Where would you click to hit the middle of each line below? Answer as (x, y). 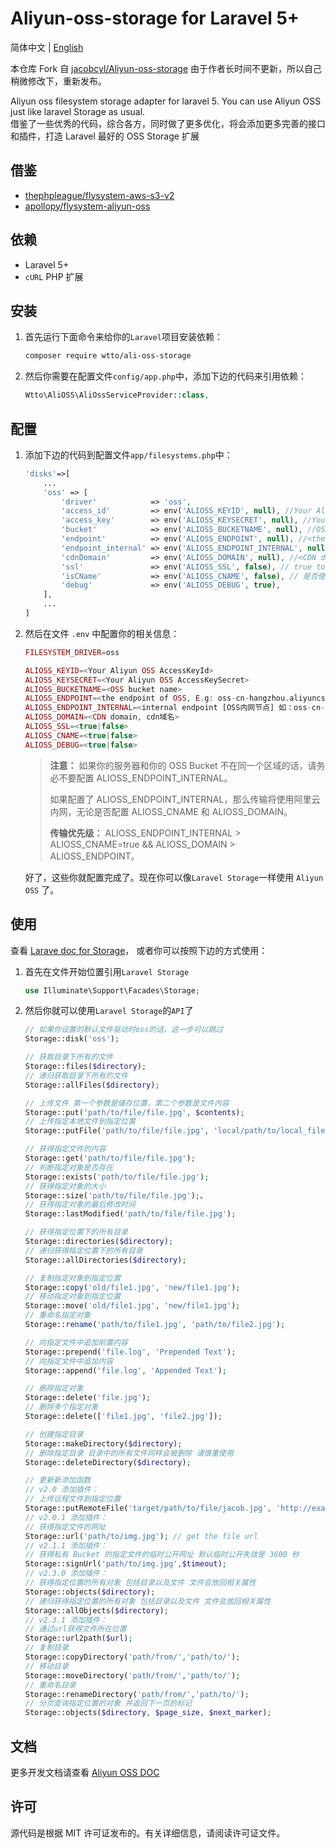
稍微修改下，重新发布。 (58, 81)
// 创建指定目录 (54, 1434)
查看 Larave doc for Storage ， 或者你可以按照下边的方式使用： (139, 950)
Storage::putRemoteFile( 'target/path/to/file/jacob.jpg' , (148, 1508)
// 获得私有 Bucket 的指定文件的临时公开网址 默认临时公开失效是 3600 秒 (162, 1555)
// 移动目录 (46, 1666)
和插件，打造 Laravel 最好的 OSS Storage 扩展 (105, 136)
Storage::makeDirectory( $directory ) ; (103, 1443)
